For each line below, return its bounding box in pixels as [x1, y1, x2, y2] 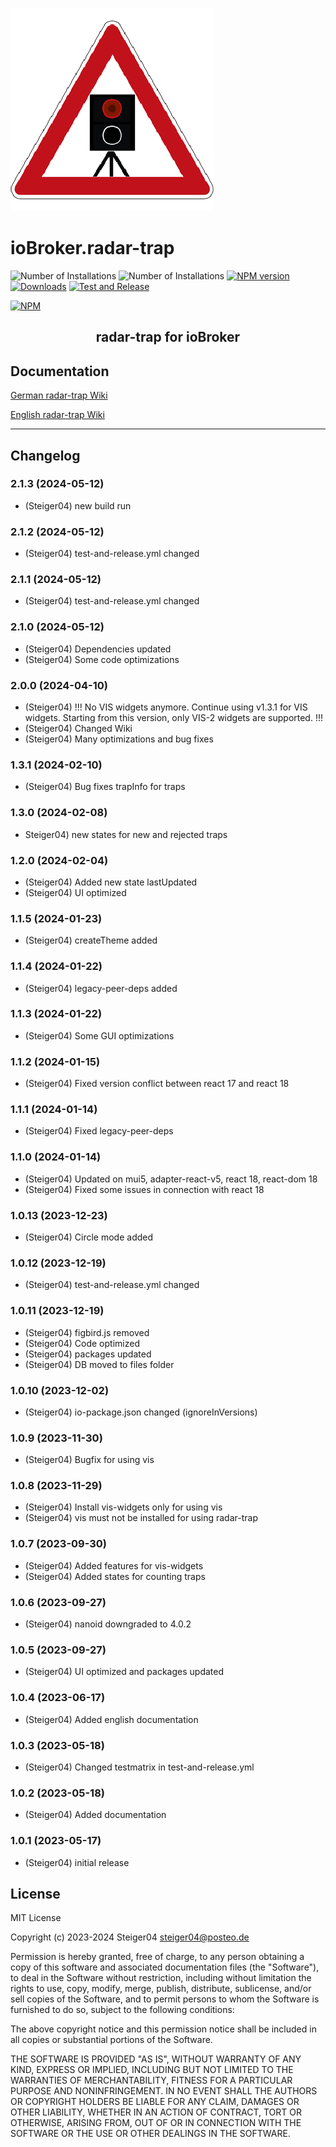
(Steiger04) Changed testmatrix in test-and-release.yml [24, 1761, 255, 1773]
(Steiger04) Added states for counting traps [24, 1570, 206, 1582]
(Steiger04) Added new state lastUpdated [24, 876, 198, 888]
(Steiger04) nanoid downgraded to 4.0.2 [24, 1618, 192, 1630]
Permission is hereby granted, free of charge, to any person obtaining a [10, 1951, 305, 1963]
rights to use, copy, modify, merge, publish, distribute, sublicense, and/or [10, 1983, 312, 1995]
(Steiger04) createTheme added [24, 934, 158, 947]
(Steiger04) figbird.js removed [24, 1326, 150, 1338]
